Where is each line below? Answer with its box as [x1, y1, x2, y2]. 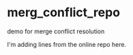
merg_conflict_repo [7, 5, 121, 20]
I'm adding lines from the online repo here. [7, 40, 127, 48]
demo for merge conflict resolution [7, 27, 105, 35]
